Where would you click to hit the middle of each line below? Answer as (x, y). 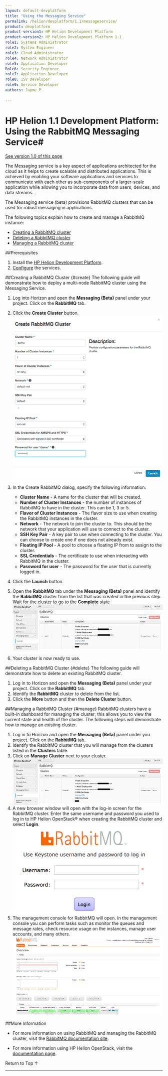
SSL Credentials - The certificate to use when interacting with (84, 556)
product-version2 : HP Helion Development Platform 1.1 (63, 37)
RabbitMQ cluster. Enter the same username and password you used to (86, 814)
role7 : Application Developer (37, 74)
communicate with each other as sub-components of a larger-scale (75, 182)
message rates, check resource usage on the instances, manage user (84, 929)
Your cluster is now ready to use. (46, 658)
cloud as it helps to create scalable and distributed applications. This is (78, 171)
